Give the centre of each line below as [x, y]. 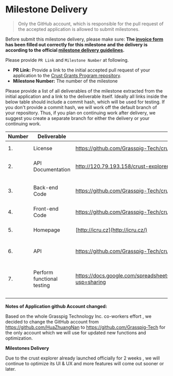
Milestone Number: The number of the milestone [65, 81]
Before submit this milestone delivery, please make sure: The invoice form [84, 39]
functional [45, 279]
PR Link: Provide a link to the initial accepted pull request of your [81, 70]
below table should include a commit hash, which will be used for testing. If [85, 102]
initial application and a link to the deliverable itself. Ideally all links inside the [86, 96]
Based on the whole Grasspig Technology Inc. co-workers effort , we [79, 316]
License [43, 148]
